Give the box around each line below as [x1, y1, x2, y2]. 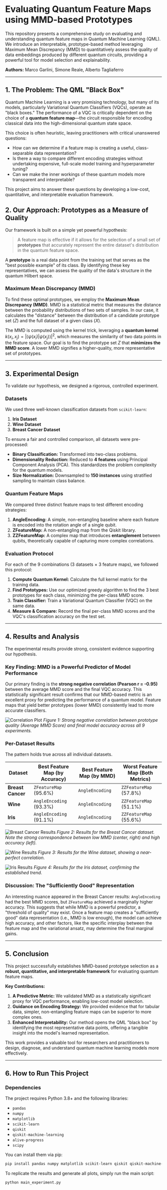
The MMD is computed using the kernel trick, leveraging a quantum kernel [5, 327, 159, 333]
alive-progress [12, 1138, 44, 1143]
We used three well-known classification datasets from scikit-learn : [5, 406, 147, 412]
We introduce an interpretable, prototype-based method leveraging [5, 41, 143, 47]
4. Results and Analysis [5, 633, 80, 641]
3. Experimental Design [5, 370, 79, 378]
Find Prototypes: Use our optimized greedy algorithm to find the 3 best [12, 587, 159, 593]
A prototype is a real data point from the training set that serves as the [5, 257, 150, 263]
